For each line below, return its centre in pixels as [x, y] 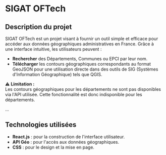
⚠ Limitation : [20, 84]
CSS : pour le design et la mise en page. [53, 147]
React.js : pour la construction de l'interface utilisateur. [68, 137]
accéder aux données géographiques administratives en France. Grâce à [80, 44]
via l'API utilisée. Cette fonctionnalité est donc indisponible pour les [74, 95]
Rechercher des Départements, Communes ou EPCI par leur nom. [80, 59]
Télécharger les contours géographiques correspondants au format [82, 64]
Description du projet [39, 27]
